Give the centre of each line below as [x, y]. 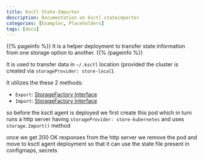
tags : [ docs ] [23, 29]
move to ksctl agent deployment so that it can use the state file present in [98, 144]
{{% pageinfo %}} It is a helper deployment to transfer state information [96, 46]
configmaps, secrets [32, 150]
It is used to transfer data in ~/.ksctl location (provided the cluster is [92, 64]
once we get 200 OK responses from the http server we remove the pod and [102, 137]
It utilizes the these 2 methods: [45, 83]
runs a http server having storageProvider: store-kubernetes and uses [95, 119]
